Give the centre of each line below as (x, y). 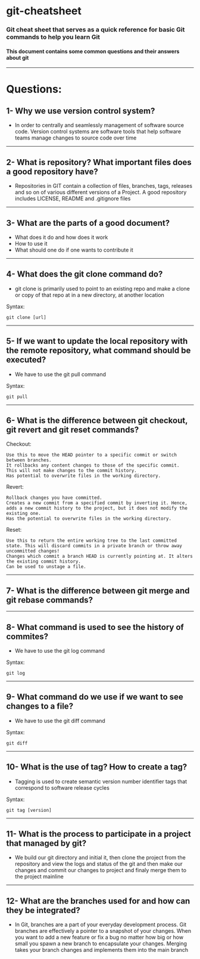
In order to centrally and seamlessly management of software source (99, 125)
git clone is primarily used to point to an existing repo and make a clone (102, 288)
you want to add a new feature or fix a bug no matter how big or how (99, 938)
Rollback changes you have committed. (54, 498)
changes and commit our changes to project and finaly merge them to (100, 870)
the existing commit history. (44, 561)
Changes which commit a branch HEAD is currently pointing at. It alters (100, 556)
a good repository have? (52, 171)
